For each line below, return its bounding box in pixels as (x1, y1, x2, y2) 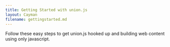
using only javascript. (5, 36, 50, 42)
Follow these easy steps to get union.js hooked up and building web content (5, 31, 165, 37)
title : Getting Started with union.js (5, 7, 88, 13)
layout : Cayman (5, 12, 38, 17)
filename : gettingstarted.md (5, 17, 67, 22)
